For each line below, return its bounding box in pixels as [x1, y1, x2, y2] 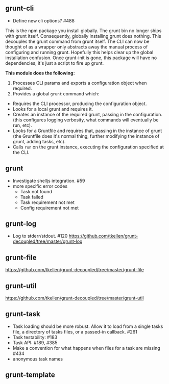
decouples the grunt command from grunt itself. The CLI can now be [5, 38, 150, 44]
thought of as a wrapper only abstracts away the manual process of [5, 43, 148, 50]
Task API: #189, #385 [12, 339, 58, 346]
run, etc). [12, 122, 32, 128]
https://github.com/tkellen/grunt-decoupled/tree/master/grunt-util [5, 295, 144, 301]
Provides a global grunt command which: [12, 90, 100, 96]
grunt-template [5, 371, 55, 379]
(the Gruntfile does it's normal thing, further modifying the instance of [12, 133, 160, 139]
